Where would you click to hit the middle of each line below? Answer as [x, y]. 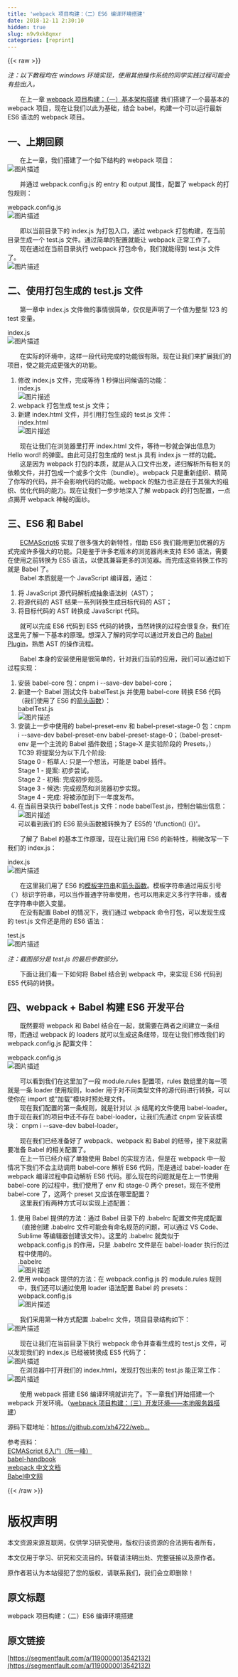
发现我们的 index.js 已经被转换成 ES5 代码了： [80, 1353]
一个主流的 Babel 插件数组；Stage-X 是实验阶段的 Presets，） [126, 743]
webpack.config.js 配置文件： [51, 1043]
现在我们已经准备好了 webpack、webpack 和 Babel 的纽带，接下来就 [121, 1141]
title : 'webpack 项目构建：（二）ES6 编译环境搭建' [76, 14]
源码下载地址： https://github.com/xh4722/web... [79, 1427]
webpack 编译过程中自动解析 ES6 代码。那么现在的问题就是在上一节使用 [113, 1176]
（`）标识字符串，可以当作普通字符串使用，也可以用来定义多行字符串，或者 [117, 894]
